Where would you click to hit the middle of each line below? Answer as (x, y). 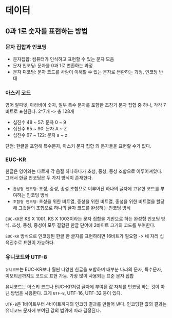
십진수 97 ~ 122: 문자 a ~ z (40, 135)
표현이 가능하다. (39, 243)
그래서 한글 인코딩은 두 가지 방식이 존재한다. (49, 178)
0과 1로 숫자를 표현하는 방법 (46, 31)
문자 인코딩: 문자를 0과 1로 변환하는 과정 (53, 65)
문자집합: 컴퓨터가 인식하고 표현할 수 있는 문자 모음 (63, 59)
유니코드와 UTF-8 (26, 257)
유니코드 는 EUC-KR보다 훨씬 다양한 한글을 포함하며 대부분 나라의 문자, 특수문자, (84, 269)
